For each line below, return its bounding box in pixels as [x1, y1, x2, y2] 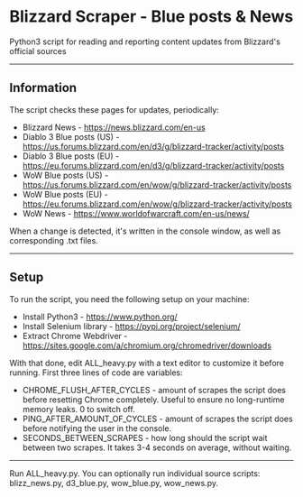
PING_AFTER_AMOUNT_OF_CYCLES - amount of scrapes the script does [22, 413, 293, 424]
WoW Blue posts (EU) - [22, 189, 108, 199]
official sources [9, 45, 67, 56]
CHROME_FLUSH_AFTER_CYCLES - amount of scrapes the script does [22, 384, 287, 395]
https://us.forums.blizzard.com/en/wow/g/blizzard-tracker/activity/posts [22, 179, 292, 190]
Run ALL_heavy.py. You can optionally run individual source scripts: [9, 467, 261, 479]
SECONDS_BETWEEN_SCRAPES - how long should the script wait [22, 432, 268, 443]
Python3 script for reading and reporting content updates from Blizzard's [9, 36, 281, 47]
